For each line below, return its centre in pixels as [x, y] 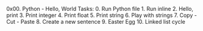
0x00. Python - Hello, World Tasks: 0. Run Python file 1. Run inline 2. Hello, [100, 9]
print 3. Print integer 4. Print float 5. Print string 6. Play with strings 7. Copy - [101, 15]
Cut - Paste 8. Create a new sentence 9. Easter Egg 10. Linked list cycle [96, 22]
